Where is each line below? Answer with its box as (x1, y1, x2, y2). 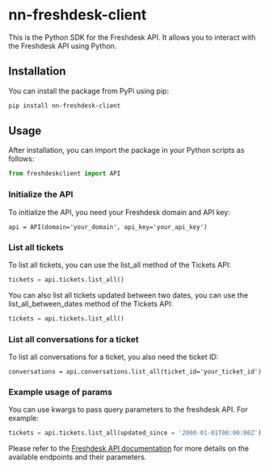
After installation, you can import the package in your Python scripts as (8, 146, 245, 155)
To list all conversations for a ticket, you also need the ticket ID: (8, 352, 219, 362)
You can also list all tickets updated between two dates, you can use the (8, 290, 249, 300)
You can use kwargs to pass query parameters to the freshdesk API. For (8, 404, 248, 414)
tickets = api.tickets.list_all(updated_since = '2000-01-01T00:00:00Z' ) (8, 429, 263, 438)
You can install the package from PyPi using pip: (8, 86, 170, 95)
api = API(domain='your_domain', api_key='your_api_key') (8, 222, 208, 231)
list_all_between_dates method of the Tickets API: (8, 299, 174, 308)
